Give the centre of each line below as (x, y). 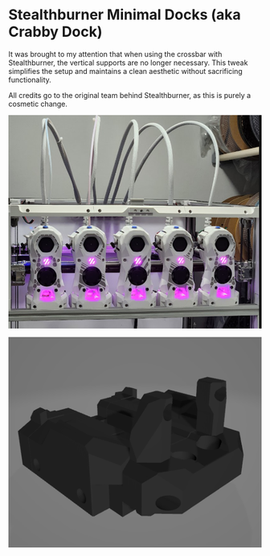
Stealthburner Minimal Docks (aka (125, 15)
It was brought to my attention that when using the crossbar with (115, 54)
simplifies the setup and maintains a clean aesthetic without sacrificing (125, 71)
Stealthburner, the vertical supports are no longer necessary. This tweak (128, 63)
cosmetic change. (38, 104)
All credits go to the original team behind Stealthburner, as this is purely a (130, 95)
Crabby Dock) (55, 32)
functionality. (30, 80)
